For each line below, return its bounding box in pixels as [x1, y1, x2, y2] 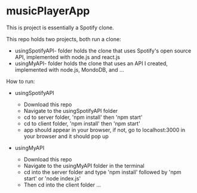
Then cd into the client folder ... [23, 181, 101, 188]
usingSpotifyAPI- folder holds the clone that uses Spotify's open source [14, 47, 192, 54]
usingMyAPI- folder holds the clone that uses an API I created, [14, 60, 168, 67]
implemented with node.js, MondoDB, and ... [14, 66, 124, 73]
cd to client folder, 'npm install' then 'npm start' [23, 120, 140, 127]
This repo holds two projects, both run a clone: [6, 35, 121, 42]
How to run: [6, 78, 35, 85]
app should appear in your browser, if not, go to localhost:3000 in [23, 126, 186, 133]
